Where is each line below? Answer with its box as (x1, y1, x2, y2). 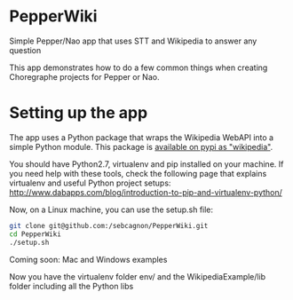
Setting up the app (9, 103, 148, 123)
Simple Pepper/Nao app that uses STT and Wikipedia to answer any (9, 36, 257, 46)
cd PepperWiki (9, 229, 62, 239)
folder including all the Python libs (9, 280, 134, 291)
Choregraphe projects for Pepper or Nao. (9, 71, 160, 82)
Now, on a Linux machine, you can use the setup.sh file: (9, 204, 214, 215)
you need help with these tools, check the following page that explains (9, 168, 267, 178)
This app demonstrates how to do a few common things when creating (9, 62, 268, 73)
